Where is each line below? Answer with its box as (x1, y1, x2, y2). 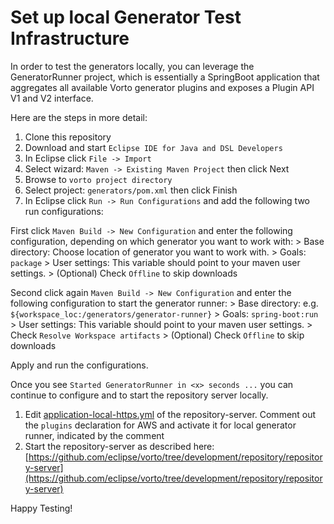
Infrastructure (10, 27, 130, 50)
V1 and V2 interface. (10, 92, 94, 104)
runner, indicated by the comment (24, 429, 165, 441)
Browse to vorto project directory (24, 173, 173, 185)
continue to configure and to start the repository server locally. (10, 389, 269, 401)
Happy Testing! (10, 502, 73, 514)
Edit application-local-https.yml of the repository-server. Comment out (24, 408, 317, 420)
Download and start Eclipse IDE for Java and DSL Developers (24, 141, 283, 153)
